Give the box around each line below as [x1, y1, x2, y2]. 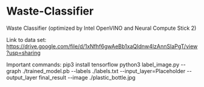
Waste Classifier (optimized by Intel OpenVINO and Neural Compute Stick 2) [6, 24, 197, 32]
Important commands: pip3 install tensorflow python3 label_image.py [6, 61, 180, 68]
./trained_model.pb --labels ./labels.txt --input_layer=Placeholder [22, 67, 186, 74]
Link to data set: [6, 36, 47, 43]
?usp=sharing [6, 49, 41, 56]
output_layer [6, 74, 38, 81]
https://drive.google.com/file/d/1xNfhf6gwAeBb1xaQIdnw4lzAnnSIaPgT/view [6, 43, 198, 50]
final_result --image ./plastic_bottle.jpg [38, 74, 135, 81]
